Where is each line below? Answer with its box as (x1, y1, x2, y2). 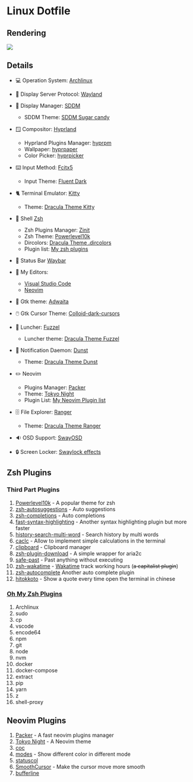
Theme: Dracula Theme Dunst (24, 358, 98, 365)
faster (15, 524, 30, 531)
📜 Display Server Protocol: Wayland (15, 91, 103, 98)
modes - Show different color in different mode (15, 750, 131, 758)
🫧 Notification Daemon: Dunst (15, 347, 88, 354)
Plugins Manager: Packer (24, 384, 86, 391)
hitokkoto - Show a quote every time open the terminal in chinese (15, 575, 176, 582)
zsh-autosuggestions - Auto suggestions (15, 505, 116, 513)
